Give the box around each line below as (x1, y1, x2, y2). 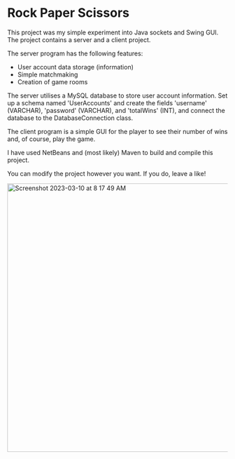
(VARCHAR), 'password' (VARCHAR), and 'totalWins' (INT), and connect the (7, 106, 225, 114)
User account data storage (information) (17, 62, 134, 71)
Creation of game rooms (17, 77, 88, 86)
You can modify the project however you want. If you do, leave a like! (7, 169, 206, 178)
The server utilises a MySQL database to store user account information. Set (7, 91, 228, 100)
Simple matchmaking (17, 70, 78, 79)
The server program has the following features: (7, 49, 143, 58)
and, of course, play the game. (7, 135, 96, 143)
